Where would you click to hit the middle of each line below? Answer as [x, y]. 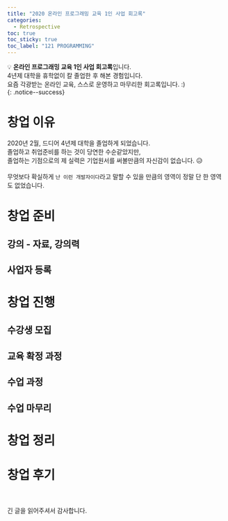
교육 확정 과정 [35, 356]
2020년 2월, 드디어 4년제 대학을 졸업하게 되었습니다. [79, 143]
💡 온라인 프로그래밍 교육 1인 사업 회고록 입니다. [70, 67]
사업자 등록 [30, 270]
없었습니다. [30, 185]
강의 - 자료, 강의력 [43, 244]
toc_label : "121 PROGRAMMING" [51, 46]
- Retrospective [37, 27]
